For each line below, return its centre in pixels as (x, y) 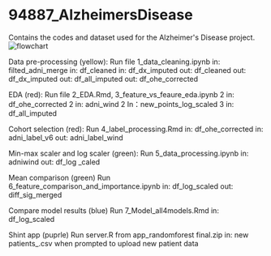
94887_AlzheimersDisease (101, 15)
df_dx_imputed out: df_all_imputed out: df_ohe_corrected (103, 79)
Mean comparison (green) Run (60, 177)
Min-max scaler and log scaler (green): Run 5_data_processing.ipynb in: (129, 153)
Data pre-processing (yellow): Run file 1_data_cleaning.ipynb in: (114, 62)
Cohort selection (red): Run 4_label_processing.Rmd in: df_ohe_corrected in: (136, 129)
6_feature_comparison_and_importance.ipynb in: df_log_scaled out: (121, 186)
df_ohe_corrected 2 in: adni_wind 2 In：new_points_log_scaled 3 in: (121, 104)
